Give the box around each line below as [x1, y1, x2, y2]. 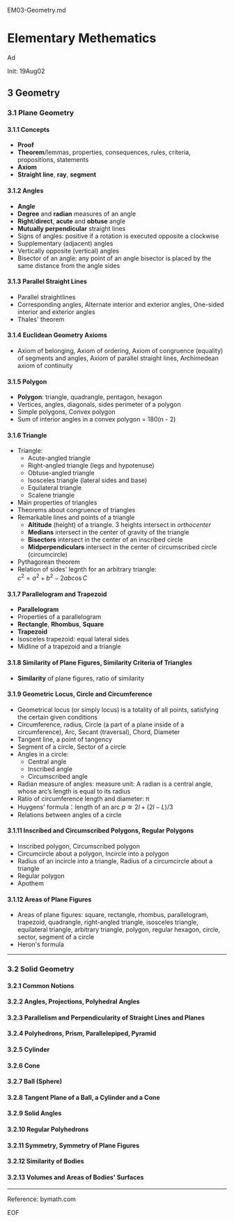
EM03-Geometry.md [7, 6, 66, 14]
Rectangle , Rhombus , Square [17, 620, 104, 629]
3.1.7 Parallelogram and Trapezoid [7, 590, 107, 598]
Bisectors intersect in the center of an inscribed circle [27, 535, 183, 544]
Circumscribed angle [27, 772, 88, 780]
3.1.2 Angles [7, 186, 44, 195]
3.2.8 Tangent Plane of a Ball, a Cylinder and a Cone [7, 1093, 160, 1101]
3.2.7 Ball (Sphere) [7, 1078, 63, 1086]
